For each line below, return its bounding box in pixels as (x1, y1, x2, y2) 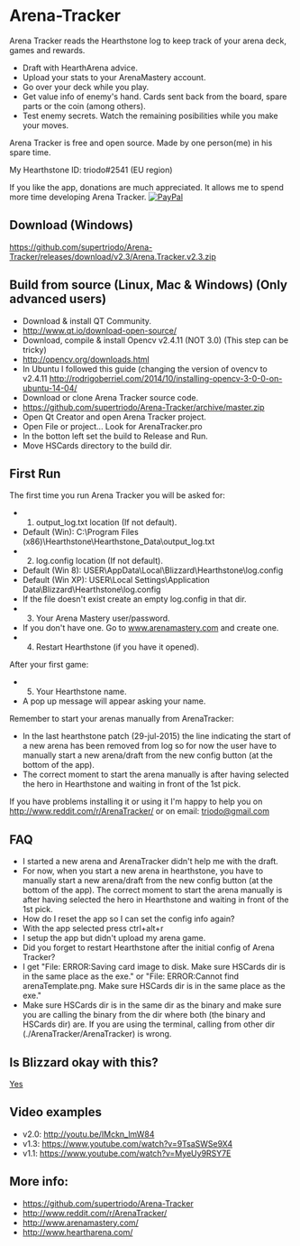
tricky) (22, 344, 47, 355)
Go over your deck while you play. (22, 81, 150, 92)
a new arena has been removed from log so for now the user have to (22, 741, 277, 752)
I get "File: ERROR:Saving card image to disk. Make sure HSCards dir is (22, 962, 286, 973)
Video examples (9, 1104, 102, 1120)
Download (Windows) (9, 217, 133, 233)
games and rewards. (9, 44, 86, 55)
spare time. (9, 146, 51, 158)
